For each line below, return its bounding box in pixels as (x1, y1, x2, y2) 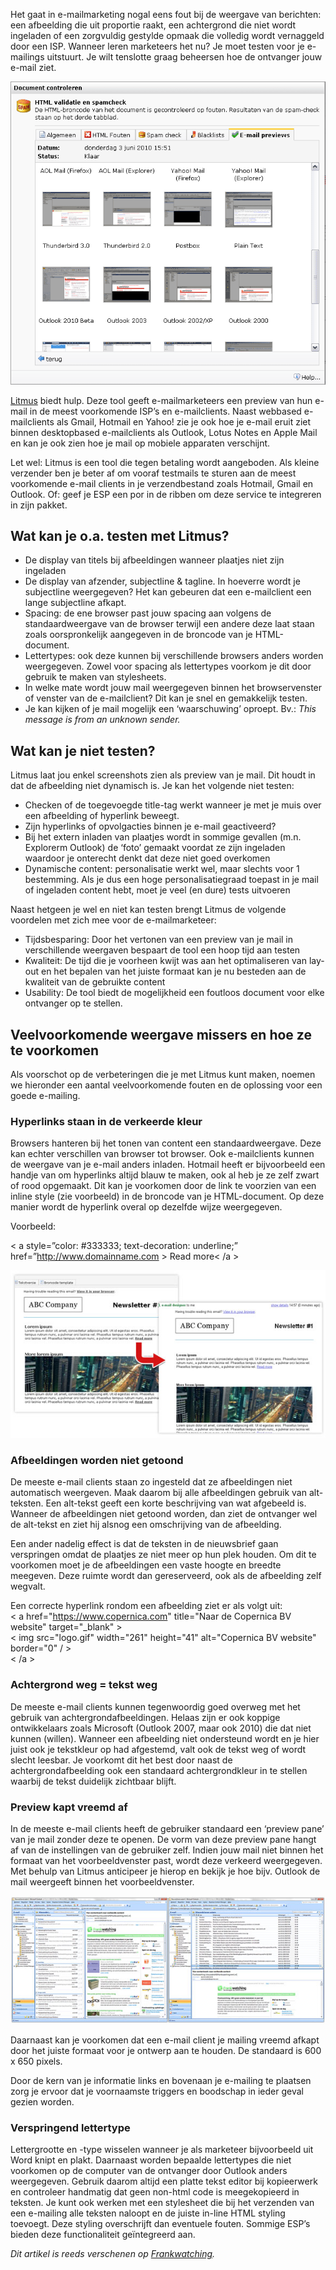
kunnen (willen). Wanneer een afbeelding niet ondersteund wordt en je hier (10, 1732, 320, 1744)
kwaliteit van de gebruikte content (24, 976, 166, 988)
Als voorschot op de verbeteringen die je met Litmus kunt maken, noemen (10, 1068, 316, 1080)
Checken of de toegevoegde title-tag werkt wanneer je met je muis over (24, 799, 322, 811)
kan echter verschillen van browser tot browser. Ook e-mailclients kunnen (10, 1148, 315, 1160)
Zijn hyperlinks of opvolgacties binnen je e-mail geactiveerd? (24, 820, 277, 833)
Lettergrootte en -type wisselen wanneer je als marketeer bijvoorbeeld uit (10, 2144, 314, 2156)
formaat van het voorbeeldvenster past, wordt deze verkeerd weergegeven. (10, 1855, 323, 1867)
